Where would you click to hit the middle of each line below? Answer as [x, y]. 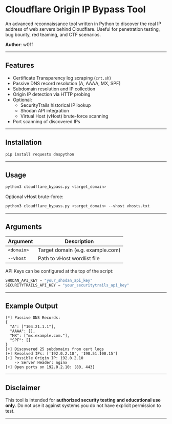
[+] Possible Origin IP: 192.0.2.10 [44, 358]
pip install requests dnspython [40, 154]
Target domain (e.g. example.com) [79, 250]
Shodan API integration [45, 110]
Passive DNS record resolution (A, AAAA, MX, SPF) [67, 83]
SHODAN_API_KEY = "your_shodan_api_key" [49, 280]
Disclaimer [23, 388]
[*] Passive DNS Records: [33, 318]
